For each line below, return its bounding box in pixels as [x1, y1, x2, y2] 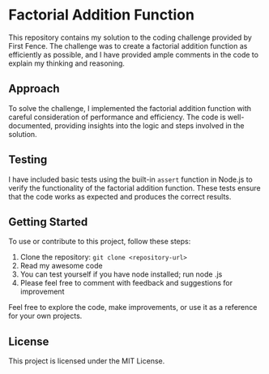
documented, [8, 120, 53, 131]
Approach [8, 82, 60, 96]
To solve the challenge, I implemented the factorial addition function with [8, 103, 252, 113]
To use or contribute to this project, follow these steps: [8, 237, 191, 247]
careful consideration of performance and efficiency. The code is [8, 112, 226, 122]
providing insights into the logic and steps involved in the [54, 120, 245, 131]
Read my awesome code [19, 261, 103, 271]
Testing [8, 153, 48, 167]
